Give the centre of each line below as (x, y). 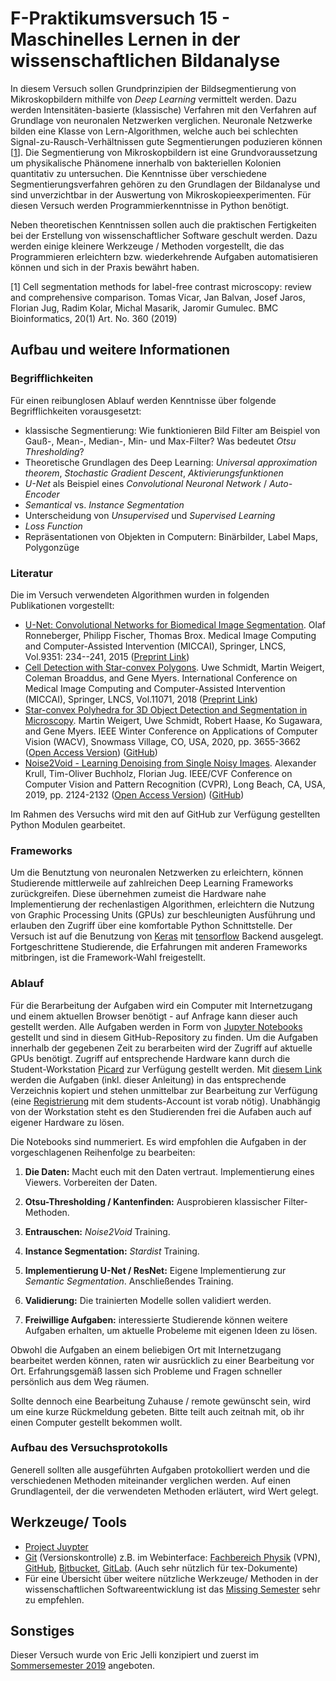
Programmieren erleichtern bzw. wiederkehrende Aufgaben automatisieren (164, 256)
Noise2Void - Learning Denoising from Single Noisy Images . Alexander (170, 763)
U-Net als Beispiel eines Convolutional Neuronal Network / (145, 483)
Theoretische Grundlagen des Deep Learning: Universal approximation (171, 462)
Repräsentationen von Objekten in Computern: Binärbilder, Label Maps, (171, 536)
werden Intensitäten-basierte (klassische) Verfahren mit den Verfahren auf (163, 109)
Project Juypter (56, 1546)
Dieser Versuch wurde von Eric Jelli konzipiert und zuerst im (135, 1655)
